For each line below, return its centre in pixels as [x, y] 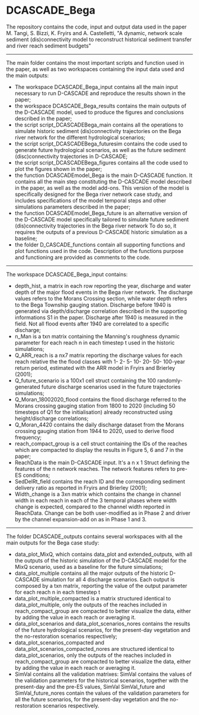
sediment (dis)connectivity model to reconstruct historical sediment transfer [99, 39]
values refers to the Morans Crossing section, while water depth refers [101, 298]
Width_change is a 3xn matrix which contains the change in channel [98, 494]
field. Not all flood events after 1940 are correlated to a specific [92, 324]
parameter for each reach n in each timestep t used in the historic [95, 343]
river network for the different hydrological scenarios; [80, 137]
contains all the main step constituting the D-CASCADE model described [103, 181]
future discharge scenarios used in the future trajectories [111, 387]
